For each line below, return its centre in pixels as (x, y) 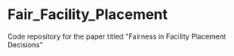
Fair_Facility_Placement (88, 15)
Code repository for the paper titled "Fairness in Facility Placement (117, 36)
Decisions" (25, 44)
